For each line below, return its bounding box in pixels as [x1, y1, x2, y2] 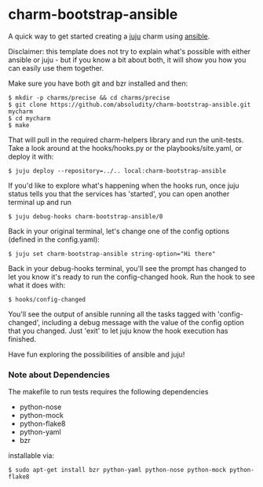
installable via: [8, 451, 55, 460]
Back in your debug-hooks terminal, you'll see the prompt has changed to [8, 263, 247, 273]
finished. [8, 334, 37, 343]
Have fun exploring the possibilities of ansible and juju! [8, 350, 185, 359]
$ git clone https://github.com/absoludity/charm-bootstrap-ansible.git [8, 101, 251, 108]
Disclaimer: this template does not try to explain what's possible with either [8, 46, 251, 56]
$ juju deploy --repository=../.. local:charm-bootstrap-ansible [8, 167, 226, 174]
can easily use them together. [8, 63, 104, 72]
